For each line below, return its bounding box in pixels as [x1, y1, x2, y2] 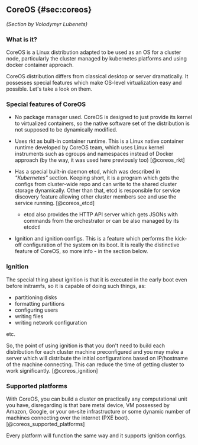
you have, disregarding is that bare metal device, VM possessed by [6, 402, 170, 408]
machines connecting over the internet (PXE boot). [6, 414, 130, 421]
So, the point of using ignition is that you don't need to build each [6, 342, 165, 349]
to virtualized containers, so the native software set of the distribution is [14, 120, 190, 127]
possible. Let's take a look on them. [6, 85, 93, 92]
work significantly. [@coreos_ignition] [6, 367, 99, 374]
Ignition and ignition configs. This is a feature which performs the [14, 235, 174, 242]
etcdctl [23, 223, 41, 230]
